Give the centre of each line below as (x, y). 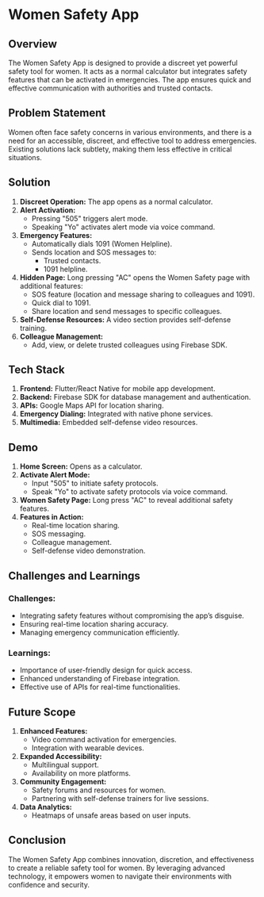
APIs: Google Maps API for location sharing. (92, 405)
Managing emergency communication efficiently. (99, 632)
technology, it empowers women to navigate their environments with (120, 876)
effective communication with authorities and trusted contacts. (111, 88)
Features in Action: (52, 517)
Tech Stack (36, 370)
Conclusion (37, 840)
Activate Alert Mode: (55, 475)
